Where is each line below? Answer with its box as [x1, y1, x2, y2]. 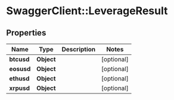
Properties [6, 28, 46, 38]
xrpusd [9, 84, 30, 92]
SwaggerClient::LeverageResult [6, 4, 168, 18]
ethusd [9, 75, 30, 82]
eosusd [9, 65, 31, 73]
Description [61, 46, 96, 53]
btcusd [9, 55, 30, 63]
